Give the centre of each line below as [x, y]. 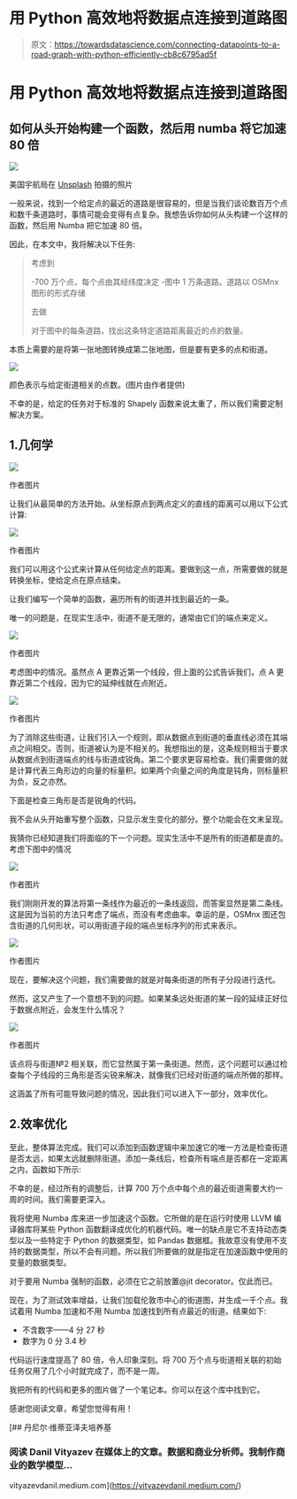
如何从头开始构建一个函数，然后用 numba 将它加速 [148, 128]
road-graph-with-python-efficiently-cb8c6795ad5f [124, 54]
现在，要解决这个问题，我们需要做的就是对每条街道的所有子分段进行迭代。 [145, 979]
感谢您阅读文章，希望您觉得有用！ [71, 1408]
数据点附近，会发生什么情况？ [71, 1009]
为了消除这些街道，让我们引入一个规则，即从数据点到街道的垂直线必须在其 [145, 737]
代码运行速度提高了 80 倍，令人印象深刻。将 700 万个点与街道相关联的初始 [145, 1359]
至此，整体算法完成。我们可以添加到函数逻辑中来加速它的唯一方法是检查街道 [148, 1147]
